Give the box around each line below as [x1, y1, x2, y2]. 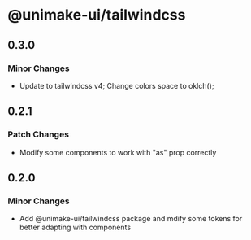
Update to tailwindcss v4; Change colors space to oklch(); [19, 81, 214, 90]
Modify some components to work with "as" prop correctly [19, 147, 217, 157]
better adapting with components [19, 222, 132, 233]
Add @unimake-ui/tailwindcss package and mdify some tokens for [19, 214, 243, 224]
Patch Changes [7, 129, 70, 140]
